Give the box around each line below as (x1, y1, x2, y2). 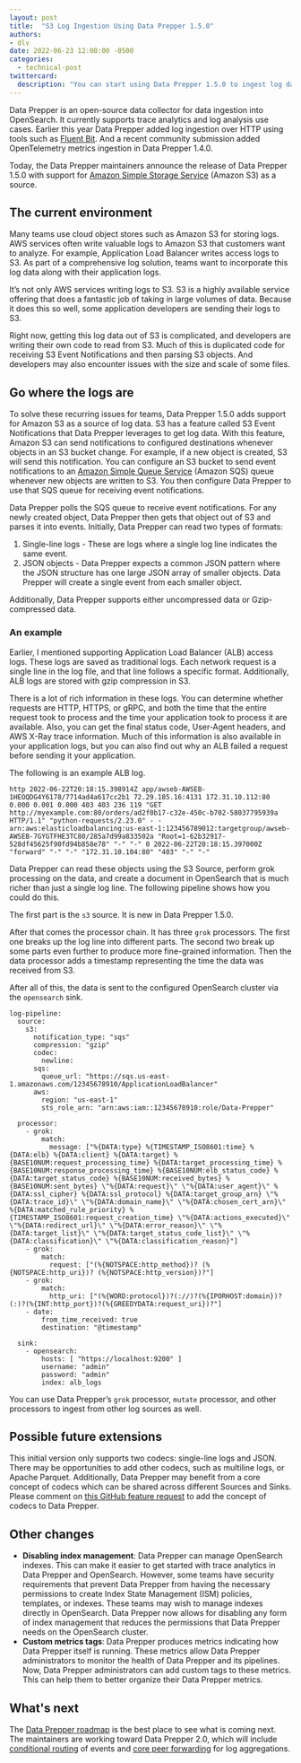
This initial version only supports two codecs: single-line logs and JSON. (9, 1453, 278, 1463)
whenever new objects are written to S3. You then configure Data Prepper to (9, 476, 292, 486)
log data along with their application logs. (9, 266, 162, 278)
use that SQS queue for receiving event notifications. (9, 485, 204, 496)
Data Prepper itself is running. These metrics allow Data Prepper (21, 1645, 261, 1656)
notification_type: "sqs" (32, 1033, 130, 1042)
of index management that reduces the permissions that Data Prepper (21, 1617, 280, 1628)
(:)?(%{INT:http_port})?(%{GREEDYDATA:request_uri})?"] (9, 1299, 222, 1308)
